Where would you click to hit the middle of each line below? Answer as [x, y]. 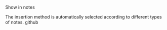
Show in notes [20, 7]
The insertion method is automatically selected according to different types [83, 17]
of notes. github [22, 22]
